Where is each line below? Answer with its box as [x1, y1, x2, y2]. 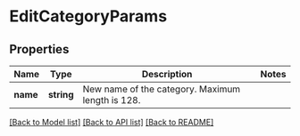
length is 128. [82, 94, 141, 106]
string [47, 89, 74, 100]
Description [141, 68, 193, 80]
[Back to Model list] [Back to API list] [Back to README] [9, 117, 214, 127]
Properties [9, 42, 70, 57]
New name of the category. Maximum [82, 83, 241, 95]
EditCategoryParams [9, 6, 168, 27]
